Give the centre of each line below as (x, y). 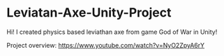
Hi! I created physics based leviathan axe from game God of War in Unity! (112, 32)
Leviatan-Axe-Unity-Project (89, 13)
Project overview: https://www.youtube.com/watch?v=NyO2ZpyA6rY (106, 45)
